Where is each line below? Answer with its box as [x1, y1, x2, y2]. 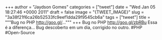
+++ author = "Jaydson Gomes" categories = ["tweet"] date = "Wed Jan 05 [5, 4, 156, 10]
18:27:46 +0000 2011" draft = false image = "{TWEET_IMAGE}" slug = [5, 9, 145, 15]
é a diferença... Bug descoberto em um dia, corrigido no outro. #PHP [5, 25, 143, 30]
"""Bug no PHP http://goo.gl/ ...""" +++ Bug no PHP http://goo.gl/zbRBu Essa [5, 19, 158, 25]
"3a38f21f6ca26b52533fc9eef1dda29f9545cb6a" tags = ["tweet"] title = [5, 14, 150, 20]
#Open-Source [5, 30, 35, 35]
